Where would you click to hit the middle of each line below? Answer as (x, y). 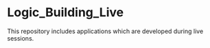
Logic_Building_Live (66, 13)
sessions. (21, 38)
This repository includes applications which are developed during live (105, 31)
